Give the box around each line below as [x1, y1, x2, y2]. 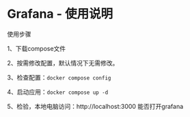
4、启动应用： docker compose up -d [7, 88, 109, 96]
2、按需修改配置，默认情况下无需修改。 [7, 58, 119, 67]
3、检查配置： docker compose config [7, 73, 111, 82]
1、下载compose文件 [7, 44, 66, 52]
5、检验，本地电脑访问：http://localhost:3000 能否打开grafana [7, 102, 184, 110]
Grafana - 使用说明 [7, 6, 113, 22]
